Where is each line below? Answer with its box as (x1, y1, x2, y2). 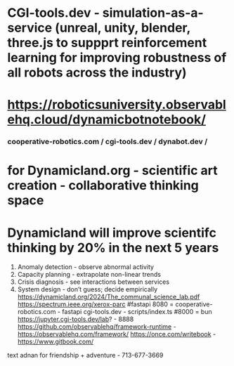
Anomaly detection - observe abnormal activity (17, 263, 155, 271)
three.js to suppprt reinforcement (7, 35, 207, 51)
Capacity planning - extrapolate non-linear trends (17, 270, 162, 279)
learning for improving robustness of (7, 50, 227, 66)
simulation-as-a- (102, 5, 204, 21)
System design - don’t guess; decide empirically (17, 285, 158, 294)
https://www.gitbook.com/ (17, 337, 94, 346)
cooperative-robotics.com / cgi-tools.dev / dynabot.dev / (7, 137, 208, 147)
